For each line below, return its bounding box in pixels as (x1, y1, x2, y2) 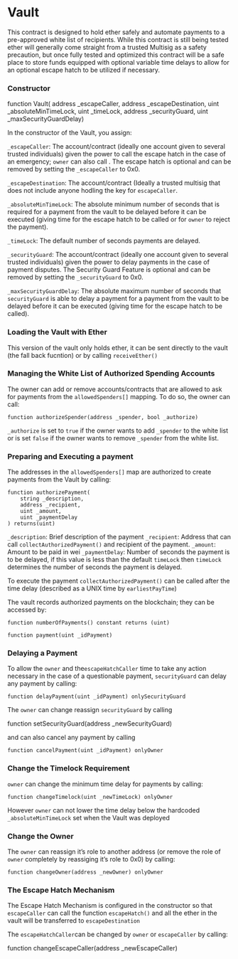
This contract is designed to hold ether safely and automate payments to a (7, 28, 225, 36)
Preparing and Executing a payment (7, 451, 134, 461)
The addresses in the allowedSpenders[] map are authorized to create (7, 467, 212, 477)
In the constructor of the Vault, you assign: (7, 129, 132, 137)
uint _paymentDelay (20, 514, 78, 521)
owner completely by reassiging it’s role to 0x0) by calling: (7, 855, 175, 864)
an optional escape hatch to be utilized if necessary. (7, 65, 161, 74)
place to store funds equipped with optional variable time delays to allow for (7, 58, 229, 66)
